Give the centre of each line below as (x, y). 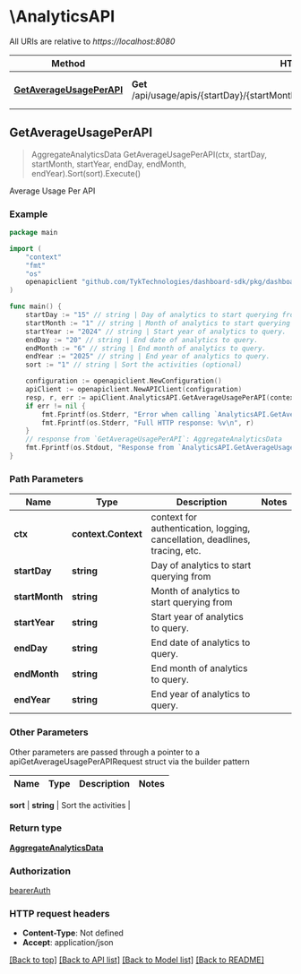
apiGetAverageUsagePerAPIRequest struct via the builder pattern (129, 761)
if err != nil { (56, 406)
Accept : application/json (68, 943)
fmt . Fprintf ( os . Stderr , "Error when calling (126, 414)
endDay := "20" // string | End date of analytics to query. (142, 340)
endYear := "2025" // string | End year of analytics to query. (148, 357)
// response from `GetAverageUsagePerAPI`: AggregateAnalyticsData (154, 440)
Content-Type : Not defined (73, 933)
